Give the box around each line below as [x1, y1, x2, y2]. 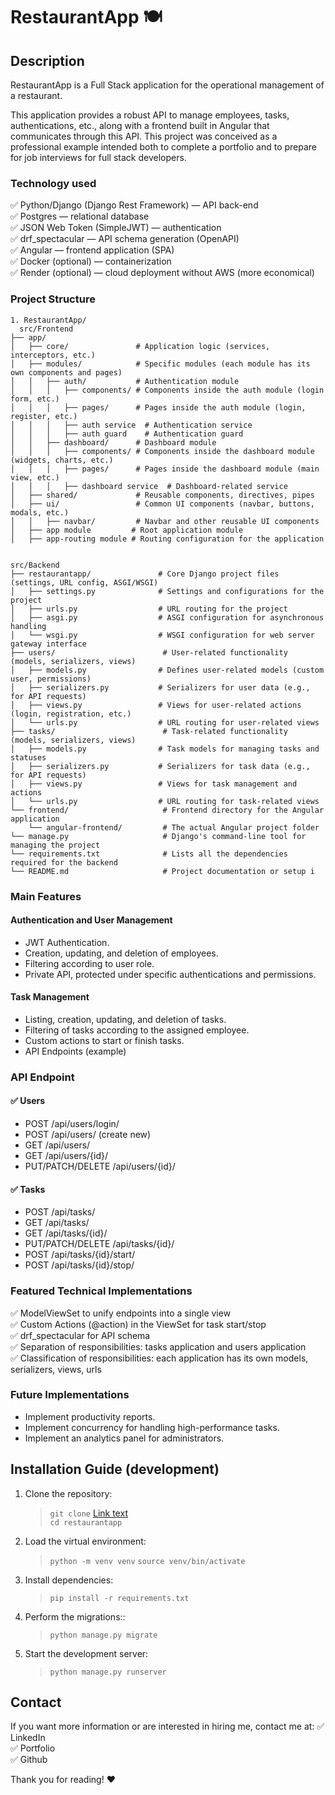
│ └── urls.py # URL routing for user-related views [10, 717, 320, 728]
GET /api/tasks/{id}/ [24, 1227, 108, 1239]
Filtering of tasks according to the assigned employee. [24, 1024, 250, 1036]
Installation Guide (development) [10, 1461, 220, 1478]
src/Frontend [19, 324, 74, 334]
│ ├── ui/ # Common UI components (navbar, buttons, [10, 499, 315, 509]
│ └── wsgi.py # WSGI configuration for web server [10, 630, 315, 640]
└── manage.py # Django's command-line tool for [10, 831, 307, 841]
